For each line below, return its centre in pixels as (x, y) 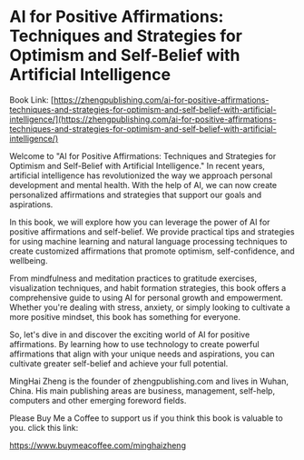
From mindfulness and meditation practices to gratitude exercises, (133, 278)
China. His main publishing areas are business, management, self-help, (142, 390)
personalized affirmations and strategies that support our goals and (136, 195)
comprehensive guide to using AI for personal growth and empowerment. (147, 297)
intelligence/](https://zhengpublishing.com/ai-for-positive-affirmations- (143, 119)
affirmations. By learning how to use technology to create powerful (135, 344)
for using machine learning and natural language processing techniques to (148, 241)
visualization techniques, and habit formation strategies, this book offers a (148, 287)
